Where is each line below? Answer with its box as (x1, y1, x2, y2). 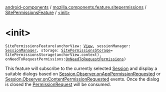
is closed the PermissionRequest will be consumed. (5, 81, 111, 87)
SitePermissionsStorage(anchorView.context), (5, 52, 101, 57)
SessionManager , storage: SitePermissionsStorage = (5, 47, 113, 53)
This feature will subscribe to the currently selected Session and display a (5, 65, 157, 71)
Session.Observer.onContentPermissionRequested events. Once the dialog (5, 76, 159, 82)
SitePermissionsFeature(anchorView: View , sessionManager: (5, 43, 131, 48)
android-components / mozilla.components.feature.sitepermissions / (5, 4, 146, 10)
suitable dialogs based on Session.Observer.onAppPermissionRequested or (5, 70, 161, 76)
